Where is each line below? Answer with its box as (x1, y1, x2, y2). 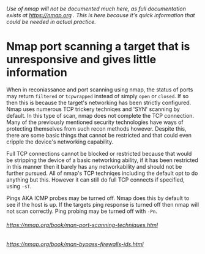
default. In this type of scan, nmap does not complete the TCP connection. (6, 112, 195, 119)
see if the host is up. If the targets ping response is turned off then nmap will (6, 201, 199, 208)
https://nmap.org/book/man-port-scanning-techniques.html (6, 221, 158, 229)
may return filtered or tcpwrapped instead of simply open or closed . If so (6, 92, 189, 99)
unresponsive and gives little (6, 52, 157, 66)
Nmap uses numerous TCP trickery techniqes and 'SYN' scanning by (6, 105, 181, 113)
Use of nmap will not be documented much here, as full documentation (6, 5, 187, 12)
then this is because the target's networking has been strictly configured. (6, 99, 192, 106)
